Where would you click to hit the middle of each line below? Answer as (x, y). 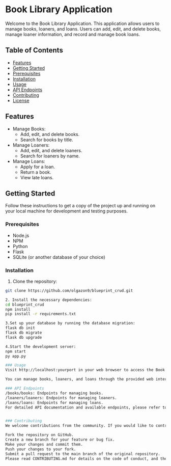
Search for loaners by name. (50, 156)
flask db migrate (24, 333)
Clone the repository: (35, 281)
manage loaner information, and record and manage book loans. (73, 34)
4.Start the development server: (41, 347)
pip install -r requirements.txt (41, 314)
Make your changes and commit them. (44, 444)
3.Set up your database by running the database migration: (70, 323)
